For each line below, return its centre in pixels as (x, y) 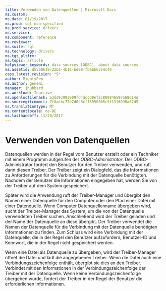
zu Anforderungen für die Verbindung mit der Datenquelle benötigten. (76, 175)
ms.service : (17, 33)
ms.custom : (16, 14)
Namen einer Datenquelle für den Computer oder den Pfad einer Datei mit (81, 200)
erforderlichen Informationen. (35, 284)
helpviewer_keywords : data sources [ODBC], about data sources (72, 65)
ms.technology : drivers (30, 51)
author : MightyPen (24, 79)
